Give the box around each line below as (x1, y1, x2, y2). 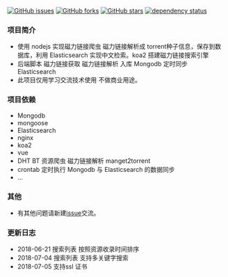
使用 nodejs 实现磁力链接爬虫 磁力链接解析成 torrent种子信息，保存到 (17, 42, 215, 51)
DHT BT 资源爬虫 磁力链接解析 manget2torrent (17, 157, 151, 165)
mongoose (17, 118, 49, 127)
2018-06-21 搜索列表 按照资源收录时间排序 (17, 245, 140, 253)
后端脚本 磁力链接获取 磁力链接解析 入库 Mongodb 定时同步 (17, 60, 188, 68)
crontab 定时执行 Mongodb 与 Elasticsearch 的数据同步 (17, 165, 175, 173)
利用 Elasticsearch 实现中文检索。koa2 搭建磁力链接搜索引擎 (35, 51, 209, 59)
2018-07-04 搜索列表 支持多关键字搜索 (17, 254, 129, 262)
